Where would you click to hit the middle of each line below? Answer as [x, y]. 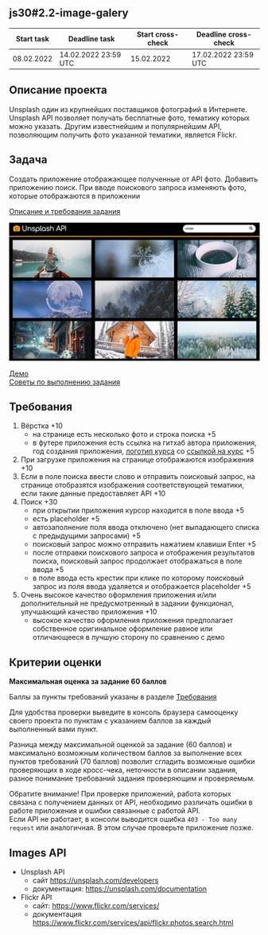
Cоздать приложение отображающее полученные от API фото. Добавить [134, 179]
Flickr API [36, 897]
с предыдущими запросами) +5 [87, 536]
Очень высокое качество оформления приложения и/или [118, 595]
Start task [33, 38]
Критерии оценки [55, 662]
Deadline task [91, 38]
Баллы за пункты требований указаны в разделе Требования [113, 697]
